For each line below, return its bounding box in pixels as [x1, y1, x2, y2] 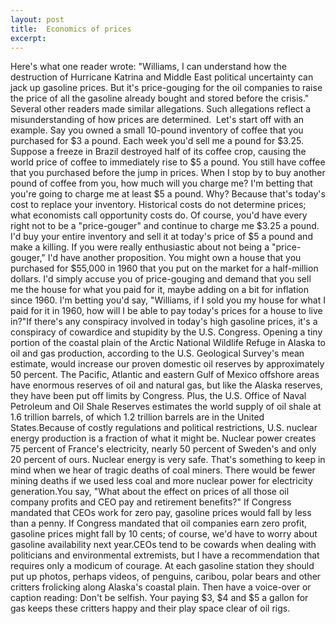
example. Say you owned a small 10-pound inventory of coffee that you [10, 124, 304, 136]
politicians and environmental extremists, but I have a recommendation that [10, 549, 320, 561]
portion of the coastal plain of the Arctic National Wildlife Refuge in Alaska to [10, 337, 326, 349]
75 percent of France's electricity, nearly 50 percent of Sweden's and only [10, 443, 317, 455]
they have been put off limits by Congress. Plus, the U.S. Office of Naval [10, 390, 307, 402]
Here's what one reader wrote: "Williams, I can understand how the [10, 61, 287, 73]
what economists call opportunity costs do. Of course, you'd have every [10, 209, 308, 221]
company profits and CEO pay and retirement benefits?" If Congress [10, 496, 292, 508]
